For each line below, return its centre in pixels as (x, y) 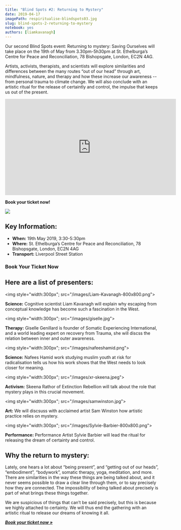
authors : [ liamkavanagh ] (30, 32)
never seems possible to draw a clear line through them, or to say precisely (81, 483)
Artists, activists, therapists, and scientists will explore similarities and (75, 66)
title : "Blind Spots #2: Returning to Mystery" (54, 10)
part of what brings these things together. (47, 493)
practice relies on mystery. (32, 416)
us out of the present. (27, 92)
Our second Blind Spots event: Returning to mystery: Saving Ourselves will (80, 46)
